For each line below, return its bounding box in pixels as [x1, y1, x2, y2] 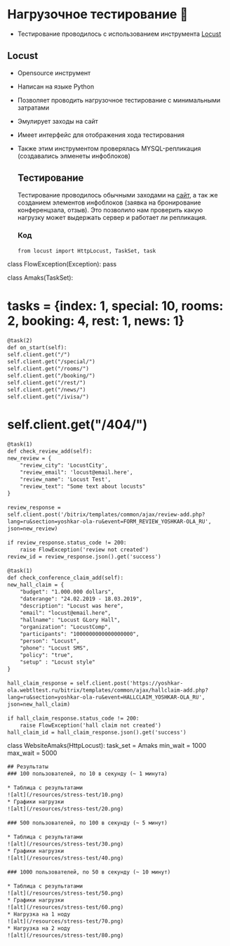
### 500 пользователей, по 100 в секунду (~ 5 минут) [7, 819, 168, 827]
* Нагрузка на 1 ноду [7, 910, 71, 918]
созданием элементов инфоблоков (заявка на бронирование [17, 198, 201, 207]
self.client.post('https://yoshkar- [76, 680, 184, 687]
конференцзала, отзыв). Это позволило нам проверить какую [17, 205, 203, 214]
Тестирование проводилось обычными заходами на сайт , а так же [17, 190, 219, 199]
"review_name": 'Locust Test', [20, 476, 111, 483]
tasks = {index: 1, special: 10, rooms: [7, 298, 224, 314]
